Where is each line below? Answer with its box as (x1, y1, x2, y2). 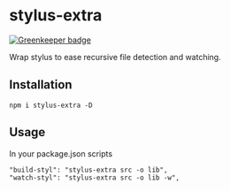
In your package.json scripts (9, 148, 113, 159)
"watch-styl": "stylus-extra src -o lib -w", (9, 173, 180, 182)
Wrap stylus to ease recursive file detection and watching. (9, 51, 221, 62)
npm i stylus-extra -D (9, 101, 93, 110)
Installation (9, 77, 73, 93)
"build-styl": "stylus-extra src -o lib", (9, 165, 168, 174)
